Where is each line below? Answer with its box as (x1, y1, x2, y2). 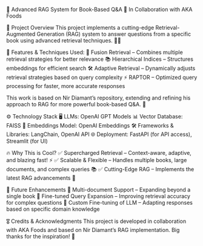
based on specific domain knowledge (6, 205, 100, 213)
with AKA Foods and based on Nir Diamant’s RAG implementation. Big (6, 227, 180, 233)
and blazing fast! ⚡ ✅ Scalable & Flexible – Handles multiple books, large (6, 157, 187, 163)
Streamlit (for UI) (6, 137, 48, 145)
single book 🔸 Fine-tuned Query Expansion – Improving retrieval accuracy (6, 193, 191, 200)
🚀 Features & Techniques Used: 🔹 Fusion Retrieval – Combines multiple (6, 49, 183, 56)
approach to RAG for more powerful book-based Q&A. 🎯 (6, 101, 147, 108)
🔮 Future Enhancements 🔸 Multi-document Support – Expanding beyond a (6, 186, 191, 193)
